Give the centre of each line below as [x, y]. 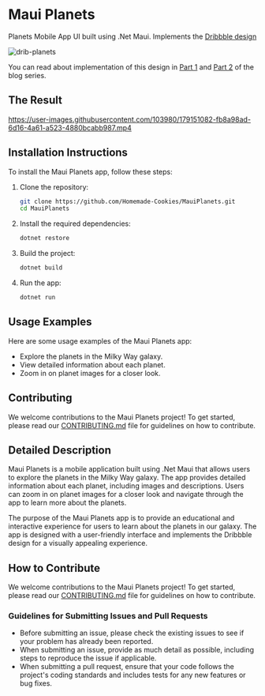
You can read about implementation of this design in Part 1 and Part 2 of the [131, 67]
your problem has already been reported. [86, 641]
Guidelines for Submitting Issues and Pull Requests [108, 616]
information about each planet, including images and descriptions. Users [126, 486]
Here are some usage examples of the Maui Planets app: [100, 340]
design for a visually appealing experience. [78, 544]
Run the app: [40, 283]
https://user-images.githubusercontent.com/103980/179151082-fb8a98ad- [129, 119]
